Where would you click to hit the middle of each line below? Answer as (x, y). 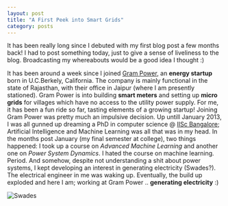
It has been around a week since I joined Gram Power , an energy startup (110, 73)
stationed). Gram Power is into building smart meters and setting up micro (112, 95)
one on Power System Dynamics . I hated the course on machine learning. (111, 153)
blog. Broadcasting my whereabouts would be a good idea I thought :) (106, 60)
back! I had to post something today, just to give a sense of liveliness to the (113, 53)
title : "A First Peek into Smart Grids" (66, 20)
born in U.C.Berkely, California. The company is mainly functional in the (107, 81)
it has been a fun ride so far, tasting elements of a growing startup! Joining (112, 110)
